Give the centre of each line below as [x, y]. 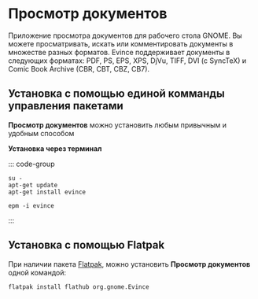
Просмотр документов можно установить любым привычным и [117, 125]
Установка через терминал [55, 148]
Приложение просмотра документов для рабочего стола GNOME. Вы [125, 35]
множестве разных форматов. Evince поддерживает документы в [119, 52]
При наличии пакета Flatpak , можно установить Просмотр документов [129, 264]
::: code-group [31, 164]
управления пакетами [66, 106]
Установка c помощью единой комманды [117, 94]
